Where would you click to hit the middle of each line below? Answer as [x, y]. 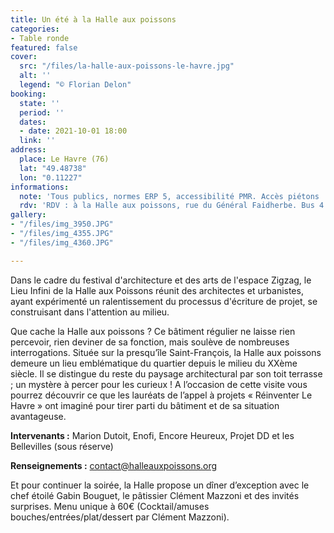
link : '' [37, 141]
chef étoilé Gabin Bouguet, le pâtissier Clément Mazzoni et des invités [155, 495]
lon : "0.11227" [51, 177]
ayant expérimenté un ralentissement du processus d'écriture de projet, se [164, 301]
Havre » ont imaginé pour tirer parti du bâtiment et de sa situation [145, 405]
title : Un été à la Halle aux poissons [93, 19]
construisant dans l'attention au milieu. [90, 312]
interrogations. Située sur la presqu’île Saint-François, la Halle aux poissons [166, 352]
